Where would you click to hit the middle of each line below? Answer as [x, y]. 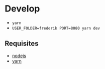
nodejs [19, 55]
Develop [22, 9]
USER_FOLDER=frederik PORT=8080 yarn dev [56, 28]
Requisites [22, 44]
